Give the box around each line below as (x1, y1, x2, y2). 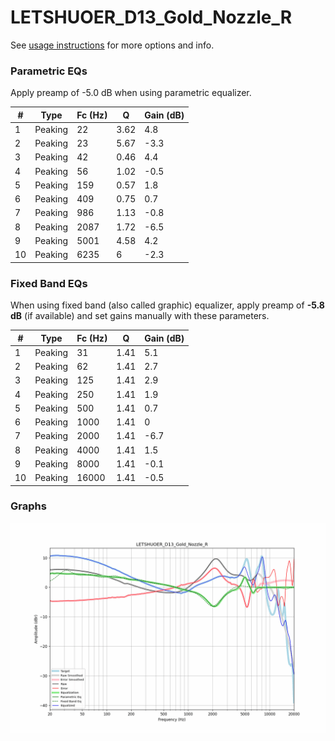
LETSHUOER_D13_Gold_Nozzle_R (10, 6, 293, 29)
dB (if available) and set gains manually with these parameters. (10, 310, 270, 322)
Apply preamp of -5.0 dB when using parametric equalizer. (10, 87, 252, 99)
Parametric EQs (10, 64, 88, 78)
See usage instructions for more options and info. (10, 39, 215, 51)
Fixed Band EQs (10, 276, 88, 290)
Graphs (10, 499, 47, 513)
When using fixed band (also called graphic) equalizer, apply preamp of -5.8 (10, 299, 325, 311)
